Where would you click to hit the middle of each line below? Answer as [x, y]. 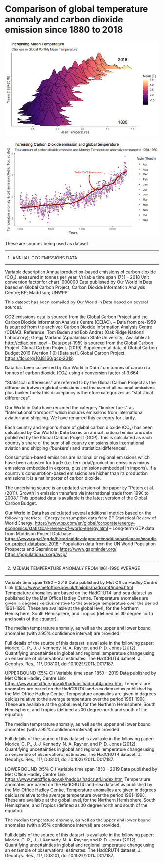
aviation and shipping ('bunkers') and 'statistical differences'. [66, 448]
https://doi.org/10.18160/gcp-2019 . [40, 358]
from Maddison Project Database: [39, 533]
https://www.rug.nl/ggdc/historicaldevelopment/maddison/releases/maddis [81, 539]
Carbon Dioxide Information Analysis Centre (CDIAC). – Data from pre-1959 [81, 322]
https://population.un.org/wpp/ [36, 554]
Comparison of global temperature [77, 9]
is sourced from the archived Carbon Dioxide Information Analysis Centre [79, 327]
